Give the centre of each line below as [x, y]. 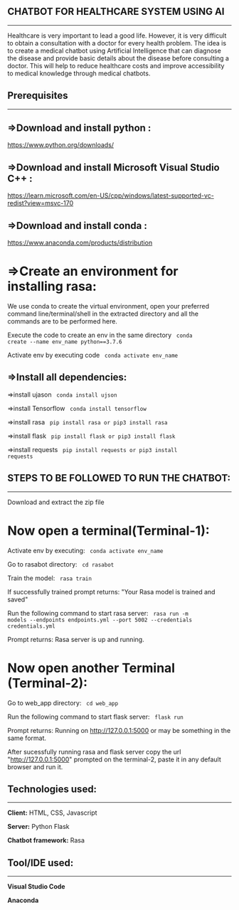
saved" [18, 599]
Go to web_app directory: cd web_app [63, 702]
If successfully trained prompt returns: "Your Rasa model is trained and [111, 591]
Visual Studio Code [36, 887]
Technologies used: [52, 789]
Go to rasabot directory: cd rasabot [61, 564]
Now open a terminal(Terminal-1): [108, 531]
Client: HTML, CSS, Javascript [52, 813]
